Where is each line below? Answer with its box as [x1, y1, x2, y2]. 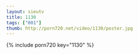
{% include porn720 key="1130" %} [6, 42, 94, 49]
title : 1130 [6, 14, 36, 20]
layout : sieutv [6, 8, 45, 15]
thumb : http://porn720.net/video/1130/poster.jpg [6, 25, 134, 31]
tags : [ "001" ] [6, 20, 42, 26]
